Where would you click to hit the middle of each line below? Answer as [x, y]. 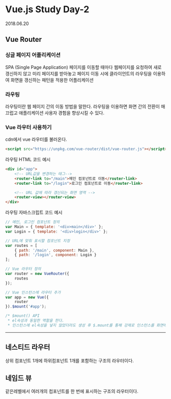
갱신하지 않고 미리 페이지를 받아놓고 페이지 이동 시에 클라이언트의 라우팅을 [79, 73]
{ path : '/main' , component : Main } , [54, 250]
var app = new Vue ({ [27, 297]
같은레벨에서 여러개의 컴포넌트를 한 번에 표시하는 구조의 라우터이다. [72, 391]
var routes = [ [21, 245]
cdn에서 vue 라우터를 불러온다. [36, 139]
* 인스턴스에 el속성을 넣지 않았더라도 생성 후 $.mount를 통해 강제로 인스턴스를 [81, 325]
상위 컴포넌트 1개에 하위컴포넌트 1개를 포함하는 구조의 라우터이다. [69, 360]
